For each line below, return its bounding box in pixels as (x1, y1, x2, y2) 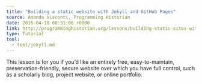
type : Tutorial (6, 31, 44, 37)
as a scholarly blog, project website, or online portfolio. (6, 71, 142, 78)
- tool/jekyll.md (11, 42, 55, 48)
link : (6, 25, 20, 32)
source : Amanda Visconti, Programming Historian (6, 14, 130, 20)
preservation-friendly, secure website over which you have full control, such (6, 64, 195, 71)
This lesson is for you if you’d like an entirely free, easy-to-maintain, (6, 58, 174, 66)
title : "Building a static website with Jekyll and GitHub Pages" (6, 8, 176, 15)
